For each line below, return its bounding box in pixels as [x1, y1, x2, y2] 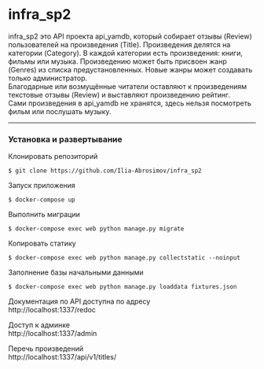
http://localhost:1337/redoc [8, 305, 97, 315]
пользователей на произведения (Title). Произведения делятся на [8, 39, 231, 49]
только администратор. [8, 73, 88, 83]
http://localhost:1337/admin [8, 329, 97, 338]
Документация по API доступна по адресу [8, 297, 151, 306]
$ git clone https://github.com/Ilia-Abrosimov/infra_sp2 [8, 167, 202, 175]
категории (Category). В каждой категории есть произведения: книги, [8, 48, 244, 57]
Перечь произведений [8, 344, 84, 353]
